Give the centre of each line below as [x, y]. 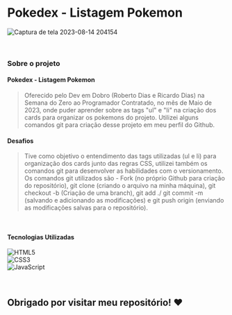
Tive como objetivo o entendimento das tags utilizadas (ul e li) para [120, 156]
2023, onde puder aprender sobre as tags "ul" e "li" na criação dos [120, 110]
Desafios [20, 141]
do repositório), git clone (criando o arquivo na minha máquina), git [120, 186]
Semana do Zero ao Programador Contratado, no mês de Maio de [118, 103]
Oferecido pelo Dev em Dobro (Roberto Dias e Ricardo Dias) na [114, 96]
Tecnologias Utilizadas [41, 237]
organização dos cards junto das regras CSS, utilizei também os [116, 164]
